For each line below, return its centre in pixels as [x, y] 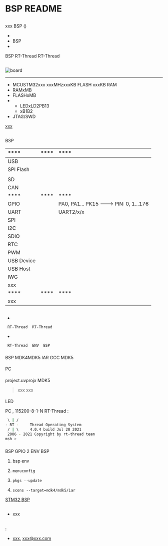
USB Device [22, 261]
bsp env [21, 461]
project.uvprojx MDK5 [28, 380]
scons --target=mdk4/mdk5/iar [44, 490]
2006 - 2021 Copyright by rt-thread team [51, 434]
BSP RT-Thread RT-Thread [32, 56]
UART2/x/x [71, 212]
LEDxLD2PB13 [34, 106]
